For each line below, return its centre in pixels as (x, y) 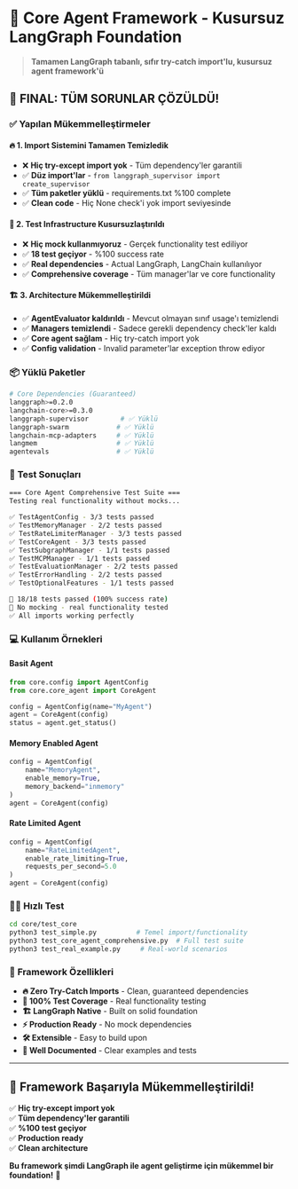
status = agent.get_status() (63, 723)
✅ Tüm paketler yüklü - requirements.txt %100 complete (126, 193)
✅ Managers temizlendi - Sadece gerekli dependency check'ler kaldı (149, 328)
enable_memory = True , (63, 779)
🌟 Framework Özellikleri (61, 972)
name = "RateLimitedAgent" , (73, 850)
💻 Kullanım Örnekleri (56, 639)
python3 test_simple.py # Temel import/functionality (129, 933)
